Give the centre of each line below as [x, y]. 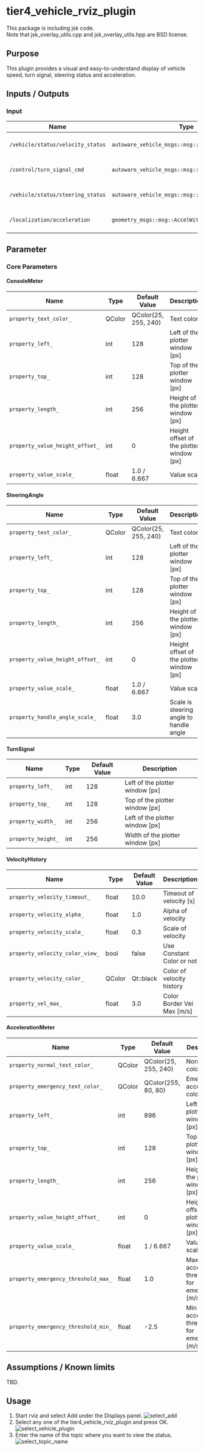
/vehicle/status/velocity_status [58, 145]
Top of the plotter [150, 800]
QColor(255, [162, 1082]
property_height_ [34, 839]
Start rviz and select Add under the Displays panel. [79, 1416]
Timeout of [178, 893]
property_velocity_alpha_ [47, 914]
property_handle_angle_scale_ [53, 717]
